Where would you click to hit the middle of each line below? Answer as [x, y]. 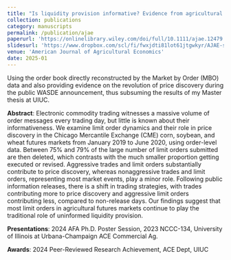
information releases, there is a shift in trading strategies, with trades [104, 186]
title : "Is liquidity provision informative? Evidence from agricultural [115, 13]
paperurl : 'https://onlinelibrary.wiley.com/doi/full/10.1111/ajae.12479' [117, 39]
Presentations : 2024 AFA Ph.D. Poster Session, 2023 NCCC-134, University [115, 228]
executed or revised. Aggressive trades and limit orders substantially [104, 164]
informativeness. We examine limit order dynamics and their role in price [110, 127]
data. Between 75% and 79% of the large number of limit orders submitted [113, 149]
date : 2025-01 [27, 58]
